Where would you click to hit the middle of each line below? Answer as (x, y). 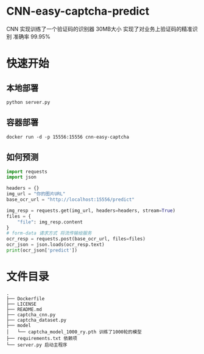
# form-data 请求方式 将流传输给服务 (49, 233)
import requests (27, 172)
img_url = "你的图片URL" (36, 194)
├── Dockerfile (26, 298)
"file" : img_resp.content (50, 222)
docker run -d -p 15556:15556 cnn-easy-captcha (68, 137)
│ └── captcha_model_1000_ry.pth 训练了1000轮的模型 (74, 332)
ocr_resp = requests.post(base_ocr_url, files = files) (76, 239)
